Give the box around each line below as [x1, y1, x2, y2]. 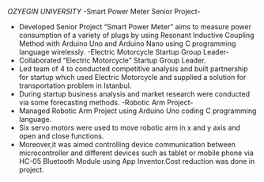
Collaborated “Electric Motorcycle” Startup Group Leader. [18, 55, 206, 65]
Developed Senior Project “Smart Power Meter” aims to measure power [18, 22, 252, 31]
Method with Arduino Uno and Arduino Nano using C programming [18, 39, 236, 48]
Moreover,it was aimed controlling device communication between [18, 140, 236, 149]
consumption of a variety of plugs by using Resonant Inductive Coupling [18, 31, 255, 40]
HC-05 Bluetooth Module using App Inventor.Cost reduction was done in [18, 157, 255, 165]
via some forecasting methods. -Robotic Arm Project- [18, 98, 194, 107]
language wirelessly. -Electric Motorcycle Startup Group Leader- [18, 47, 230, 56]
